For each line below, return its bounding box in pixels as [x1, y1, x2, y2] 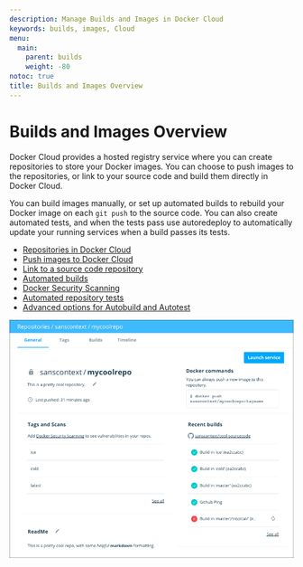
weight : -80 [25, 62, 70, 71]
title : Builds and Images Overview [9, 81, 143, 90]
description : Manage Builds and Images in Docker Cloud [9, 14, 224, 24]
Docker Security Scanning [22, 282, 120, 293]
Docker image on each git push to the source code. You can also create [9, 207, 278, 218]
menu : [9, 33, 30, 43]
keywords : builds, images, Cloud [9, 24, 135, 33]
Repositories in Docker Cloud [22, 244, 132, 255]
